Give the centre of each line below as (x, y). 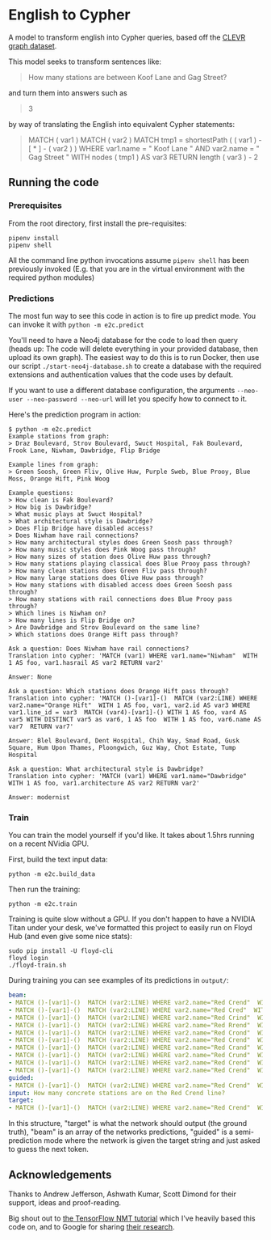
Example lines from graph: (54, 464)
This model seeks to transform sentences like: (85, 61)
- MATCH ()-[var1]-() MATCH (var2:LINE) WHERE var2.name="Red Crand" (129, 1048)
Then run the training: (44, 889)
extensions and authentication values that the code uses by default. (121, 375)
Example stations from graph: (59, 436)
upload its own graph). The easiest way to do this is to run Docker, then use (134, 357)
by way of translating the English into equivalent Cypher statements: (122, 124)
